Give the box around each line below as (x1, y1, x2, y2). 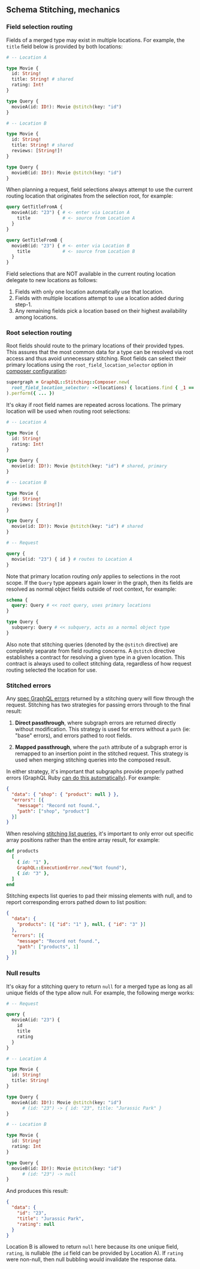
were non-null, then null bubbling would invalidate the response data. (6, 1256, 177, 1263)
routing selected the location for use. (6, 666, 98, 673)
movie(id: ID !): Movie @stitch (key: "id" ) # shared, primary (11, 463, 168, 469)
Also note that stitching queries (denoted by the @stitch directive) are (6, 640, 178, 648)
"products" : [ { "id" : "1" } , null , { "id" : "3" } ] (17, 921, 146, 927)
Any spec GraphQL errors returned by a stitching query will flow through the (6, 695, 195, 702)
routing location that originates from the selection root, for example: (6, 192, 174, 200)
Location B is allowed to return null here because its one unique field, (6, 1243, 179, 1250)
